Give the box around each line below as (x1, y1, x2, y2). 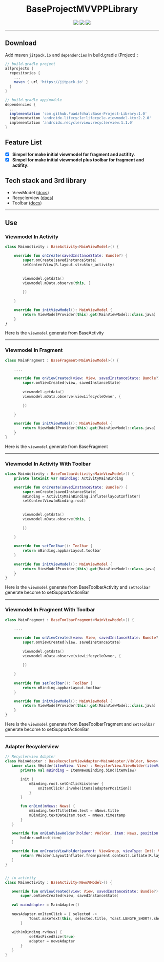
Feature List (5, 138, 42, 147)
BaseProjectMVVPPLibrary (26, 3, 138, 15)
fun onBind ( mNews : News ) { (20, 804, 76, 809)
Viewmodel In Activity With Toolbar (5, 460, 91, 467)
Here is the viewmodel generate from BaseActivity (5, 330, 104, 336)
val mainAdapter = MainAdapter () (11, 902, 80, 908)
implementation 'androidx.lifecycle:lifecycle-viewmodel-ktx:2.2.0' (9, 116, 152, 121)
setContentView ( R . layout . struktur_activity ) (22, 263, 115, 268)
